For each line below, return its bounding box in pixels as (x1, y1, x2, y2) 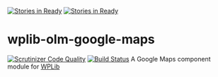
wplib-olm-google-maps (7, 32, 156, 47)
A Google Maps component (130, 54, 211, 63)
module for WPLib (7, 62, 60, 71)
